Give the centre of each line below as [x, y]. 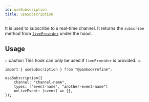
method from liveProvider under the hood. [48, 33]
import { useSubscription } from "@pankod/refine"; [59, 70]
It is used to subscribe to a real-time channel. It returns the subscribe [74, 28]
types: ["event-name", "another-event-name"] [61, 87]
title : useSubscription [29, 14]
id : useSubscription [26, 10]
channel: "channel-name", [40, 82]
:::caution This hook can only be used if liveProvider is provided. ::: [73, 61]
